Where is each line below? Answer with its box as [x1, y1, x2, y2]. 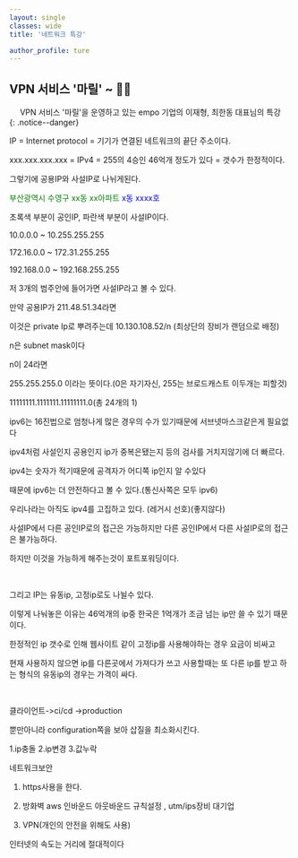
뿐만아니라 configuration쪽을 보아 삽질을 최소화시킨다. [9, 724, 200, 735]
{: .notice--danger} [9, 117, 80, 128]
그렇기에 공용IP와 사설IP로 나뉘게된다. [9, 174, 141, 185]
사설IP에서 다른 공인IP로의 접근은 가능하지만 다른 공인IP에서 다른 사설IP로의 [9, 523, 272, 533]
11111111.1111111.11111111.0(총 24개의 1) [9, 397, 138, 408]
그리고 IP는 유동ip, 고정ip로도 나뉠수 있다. [9, 589, 154, 601]
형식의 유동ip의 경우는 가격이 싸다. [18, 669, 138, 680]
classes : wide [9, 22, 63, 30]
